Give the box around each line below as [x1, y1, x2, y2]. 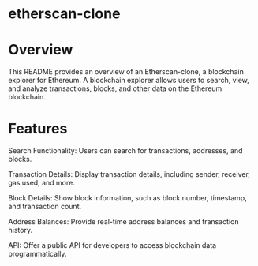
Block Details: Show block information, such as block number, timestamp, [8, 193, 247, 203]
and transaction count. [8, 202, 82, 212]
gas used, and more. [8, 178, 75, 188]
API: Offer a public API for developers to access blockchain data [8, 241, 217, 250]
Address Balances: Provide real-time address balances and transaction [8, 217, 239, 227]
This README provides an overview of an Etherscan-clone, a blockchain [8, 67, 245, 77]
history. [8, 226, 33, 235]
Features [8, 120, 68, 138]
